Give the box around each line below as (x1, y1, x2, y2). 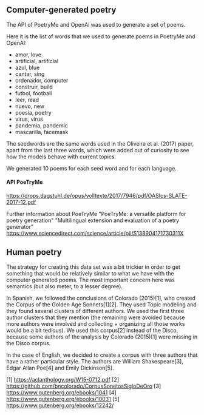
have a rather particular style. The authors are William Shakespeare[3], (6, 357, 183, 365)
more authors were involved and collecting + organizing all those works (6, 320, 185, 327)
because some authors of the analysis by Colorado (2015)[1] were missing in (6, 333, 198, 340)
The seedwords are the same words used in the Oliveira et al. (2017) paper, (6, 140, 194, 147)
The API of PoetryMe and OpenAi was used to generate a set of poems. (6, 21, 186, 28)
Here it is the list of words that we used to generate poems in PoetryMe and (6, 33, 195, 40)
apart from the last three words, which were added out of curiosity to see (6, 146, 189, 154)
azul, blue (15, 64, 40, 71)
